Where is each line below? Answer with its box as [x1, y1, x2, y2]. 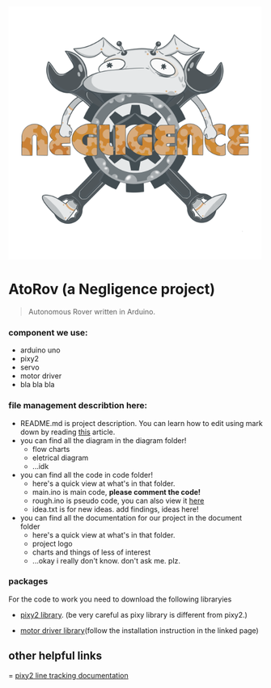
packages [8, 576, 49, 587]
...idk [32, 461, 49, 471]
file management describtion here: [8, 400, 148, 412]
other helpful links [8, 649, 103, 663]
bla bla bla [19, 380, 55, 390]
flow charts [32, 444, 70, 454]
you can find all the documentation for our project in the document [19, 513, 243, 522]
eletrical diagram [32, 453, 89, 462]
